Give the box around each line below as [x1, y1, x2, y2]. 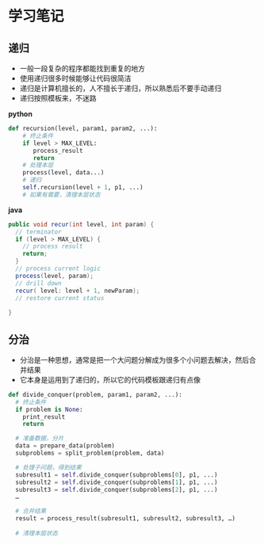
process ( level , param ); [15, 272, 94, 280]
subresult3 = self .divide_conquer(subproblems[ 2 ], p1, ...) [15, 485, 218, 493]
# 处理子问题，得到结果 [15, 463, 82, 471]
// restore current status [15, 294, 105, 302]
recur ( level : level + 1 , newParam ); [15, 287, 140, 295]
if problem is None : [15, 405, 83, 413]
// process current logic [15, 264, 101, 272]
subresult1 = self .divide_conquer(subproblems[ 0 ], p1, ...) [15, 470, 218, 479]
